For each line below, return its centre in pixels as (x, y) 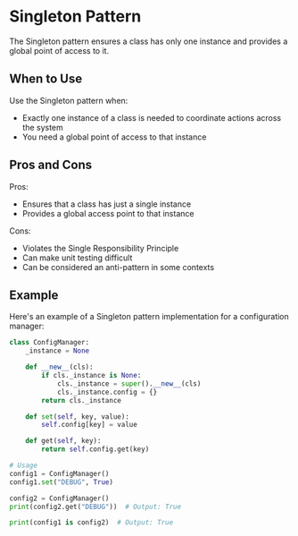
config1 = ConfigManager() (59, 473)
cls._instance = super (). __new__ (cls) (129, 383)
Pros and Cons (50, 165)
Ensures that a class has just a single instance (107, 204)
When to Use (46, 79)
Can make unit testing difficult (77, 258)
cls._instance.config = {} (107, 392)
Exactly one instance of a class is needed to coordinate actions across (152, 117)
